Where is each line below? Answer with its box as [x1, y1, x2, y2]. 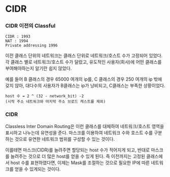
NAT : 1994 [5, 39, 28, 44]
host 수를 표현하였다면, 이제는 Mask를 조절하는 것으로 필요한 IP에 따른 [10, 159, 150, 166]
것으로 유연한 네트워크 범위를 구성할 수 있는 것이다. [14, 136, 115, 142]
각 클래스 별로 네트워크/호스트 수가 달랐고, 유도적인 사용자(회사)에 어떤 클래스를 [5, 59, 162, 65]
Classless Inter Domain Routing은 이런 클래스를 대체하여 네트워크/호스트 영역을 [5, 123, 164, 129]
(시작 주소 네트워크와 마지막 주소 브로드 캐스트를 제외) [5, 99, 106, 105]
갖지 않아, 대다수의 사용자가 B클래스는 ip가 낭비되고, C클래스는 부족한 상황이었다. [5, 83, 165, 89]
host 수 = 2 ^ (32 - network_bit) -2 [5, 94, 84, 99]
